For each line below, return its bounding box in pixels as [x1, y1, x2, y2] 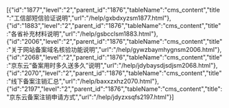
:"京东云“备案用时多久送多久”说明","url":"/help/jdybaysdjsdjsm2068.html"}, [6, 62, 218, 69]
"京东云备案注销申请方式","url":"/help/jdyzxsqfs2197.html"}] [6, 93, 174, 101]
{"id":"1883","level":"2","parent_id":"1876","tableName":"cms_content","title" [6, 22, 221, 29]
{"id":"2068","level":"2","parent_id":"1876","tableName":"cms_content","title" [6, 53, 223, 61]
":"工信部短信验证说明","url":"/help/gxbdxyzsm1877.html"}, [6, 14, 172, 22]
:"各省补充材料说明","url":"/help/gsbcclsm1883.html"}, [6, 30, 158, 38]
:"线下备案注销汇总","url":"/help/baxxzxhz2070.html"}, [6, 77, 159, 85]
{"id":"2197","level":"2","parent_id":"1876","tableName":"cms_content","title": [6, 85, 223, 93]
